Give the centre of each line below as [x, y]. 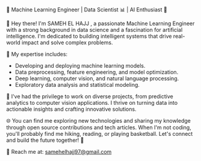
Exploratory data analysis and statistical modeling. [77, 85]
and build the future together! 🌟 [45, 140]
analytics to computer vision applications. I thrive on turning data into [92, 103]
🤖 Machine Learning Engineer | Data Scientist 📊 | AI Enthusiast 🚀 [87, 10]
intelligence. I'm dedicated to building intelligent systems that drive [89, 36]
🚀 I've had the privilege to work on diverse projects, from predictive [90, 96]
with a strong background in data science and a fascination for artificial [94, 30]
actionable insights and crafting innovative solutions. [71, 109]
